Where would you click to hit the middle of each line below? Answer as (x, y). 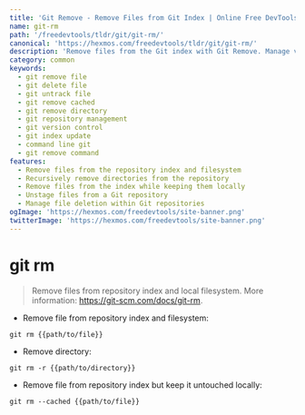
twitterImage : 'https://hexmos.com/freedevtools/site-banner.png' (138, 220)
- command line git (54, 144)
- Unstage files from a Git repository (93, 195)
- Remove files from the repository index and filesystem (130, 170)
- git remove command (59, 153)
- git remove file (53, 77)
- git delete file (53, 85)
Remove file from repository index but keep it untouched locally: (143, 385)
